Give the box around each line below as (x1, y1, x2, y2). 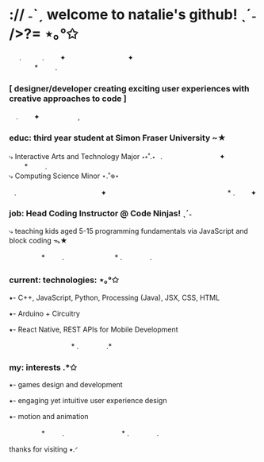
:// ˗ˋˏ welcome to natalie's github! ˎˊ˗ (9, 6, 257, 24)
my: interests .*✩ (9, 362, 78, 373)
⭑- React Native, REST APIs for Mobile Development (9, 324, 178, 335)
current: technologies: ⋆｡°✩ (9, 274, 119, 285)
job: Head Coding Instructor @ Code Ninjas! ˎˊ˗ (9, 208, 193, 219)
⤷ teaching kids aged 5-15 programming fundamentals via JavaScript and (9, 226, 249, 235)
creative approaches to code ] (9, 93, 128, 104)
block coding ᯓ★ (9, 235, 68, 245)
